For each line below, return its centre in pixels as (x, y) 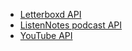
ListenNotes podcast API (71, 25)
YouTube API (46, 35)
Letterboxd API (50, 14)
